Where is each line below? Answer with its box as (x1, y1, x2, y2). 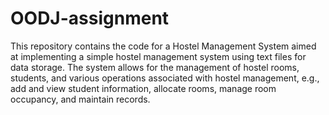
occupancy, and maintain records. (10, 93, 151, 105)
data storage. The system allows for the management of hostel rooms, (10, 61, 300, 73)
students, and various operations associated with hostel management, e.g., (10, 72, 320, 84)
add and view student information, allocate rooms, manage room (10, 82, 277, 94)
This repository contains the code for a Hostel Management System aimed (10, 40, 317, 52)
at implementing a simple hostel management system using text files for (10, 50, 307, 62)
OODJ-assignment (10, 7, 170, 30)
